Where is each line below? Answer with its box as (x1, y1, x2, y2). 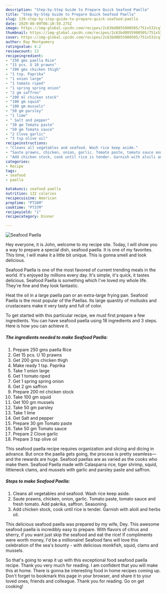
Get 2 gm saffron (12, 384, 47, 390)
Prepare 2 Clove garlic (12, 431, 59, 437)
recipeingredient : (5, 53, 43, 58)
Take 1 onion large (12, 368, 50, 374)
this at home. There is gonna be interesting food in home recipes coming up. (5, 568, 161, 574)
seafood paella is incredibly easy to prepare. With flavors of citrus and (5, 527, 148, 533)
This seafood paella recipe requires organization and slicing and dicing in (5, 446, 154, 452)
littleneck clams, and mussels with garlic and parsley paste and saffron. (5, 467, 151, 473)
